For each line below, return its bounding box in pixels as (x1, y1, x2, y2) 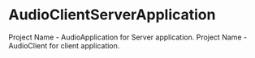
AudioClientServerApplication (8, 6, 216, 24)
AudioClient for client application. (8, 40, 120, 50)
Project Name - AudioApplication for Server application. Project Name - (8, 32, 248, 42)
